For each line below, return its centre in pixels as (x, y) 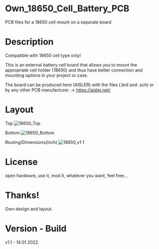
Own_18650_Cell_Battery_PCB (67, 9)
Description (29, 42)
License (22, 162)
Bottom (12, 133)
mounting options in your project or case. (47, 75)
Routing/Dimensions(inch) (31, 142)
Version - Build (36, 228)
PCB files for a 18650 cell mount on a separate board (58, 22)
